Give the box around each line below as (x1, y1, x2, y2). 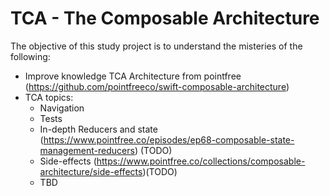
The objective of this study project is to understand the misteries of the (10, 40, 303, 52)
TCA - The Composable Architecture (10, 7, 320, 30)
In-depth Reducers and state (39, 123, 158, 135)
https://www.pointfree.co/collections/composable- (96, 155, 306, 167)
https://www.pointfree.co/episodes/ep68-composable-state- (43, 133, 295, 146)
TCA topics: (24, 91, 74, 103)
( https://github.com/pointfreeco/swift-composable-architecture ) (24, 80, 290, 92)
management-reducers (39, 144, 135, 156)
